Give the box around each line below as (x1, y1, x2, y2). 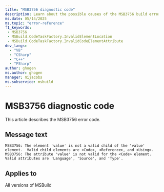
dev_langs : (5, 43, 27, 48)
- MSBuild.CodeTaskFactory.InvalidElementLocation (7, 35, 112, 39)
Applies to (5, 169, 37, 177)
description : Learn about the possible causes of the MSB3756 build (5, 12, 147, 17)
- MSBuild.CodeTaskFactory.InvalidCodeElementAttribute (7, 39, 123, 44)
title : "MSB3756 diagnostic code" (5, 7, 76, 12)
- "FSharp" (9, 61, 32, 66)
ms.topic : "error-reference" (5, 20, 64, 26)
